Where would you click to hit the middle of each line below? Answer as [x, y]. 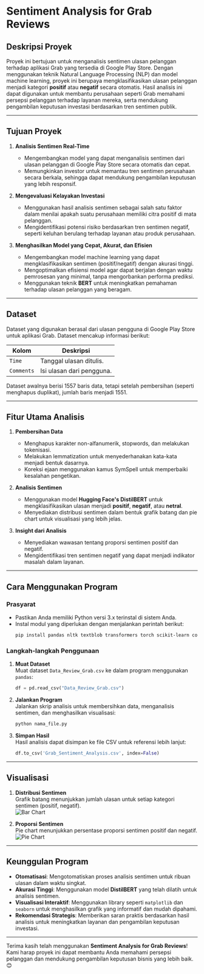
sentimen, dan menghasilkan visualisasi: [65, 713]
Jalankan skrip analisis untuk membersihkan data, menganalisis [94, 706]
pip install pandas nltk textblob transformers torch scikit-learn [102, 635]
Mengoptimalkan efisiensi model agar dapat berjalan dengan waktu [108, 270]
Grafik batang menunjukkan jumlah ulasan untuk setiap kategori [95, 799]
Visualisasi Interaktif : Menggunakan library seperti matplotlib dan [99, 902]
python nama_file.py [41, 724]
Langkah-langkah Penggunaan [53, 650]
